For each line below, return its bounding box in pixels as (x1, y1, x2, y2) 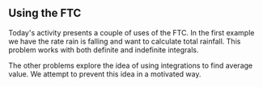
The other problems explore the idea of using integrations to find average (8, 60, 253, 70)
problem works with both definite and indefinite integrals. (8, 44, 199, 55)
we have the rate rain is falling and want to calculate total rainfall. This (8, 36, 241, 46)
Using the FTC (8, 6, 82, 20)
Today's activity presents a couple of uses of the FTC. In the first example (8, 27, 255, 37)
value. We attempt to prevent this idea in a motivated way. (8, 68, 201, 79)
